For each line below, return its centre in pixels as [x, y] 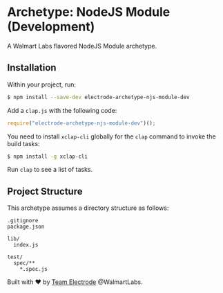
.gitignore [23, 221]
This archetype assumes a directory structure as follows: [88, 208]
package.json [26, 227]
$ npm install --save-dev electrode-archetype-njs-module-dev [98, 97]
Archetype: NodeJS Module [89, 12]
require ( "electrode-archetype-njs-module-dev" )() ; [81, 123]
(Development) [51, 27]
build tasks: [23, 143]
